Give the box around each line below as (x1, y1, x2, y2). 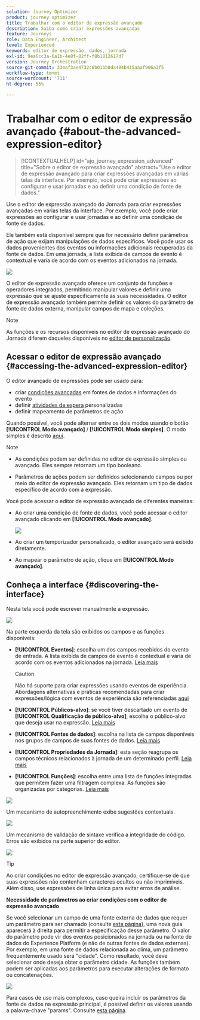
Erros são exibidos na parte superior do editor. (6, 837, 121, 844)
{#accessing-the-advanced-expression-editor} (6, 361, 188, 372)
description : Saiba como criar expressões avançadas (6, 25, 140, 32)
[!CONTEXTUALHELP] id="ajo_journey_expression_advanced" (20, 157, 174, 165)
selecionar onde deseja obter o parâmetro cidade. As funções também (6, 958, 180, 966)
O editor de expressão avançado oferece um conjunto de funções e (6, 279, 173, 287)
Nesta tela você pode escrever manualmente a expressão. (6, 605, 149, 612)
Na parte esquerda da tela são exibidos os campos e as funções (6, 628, 165, 635)
